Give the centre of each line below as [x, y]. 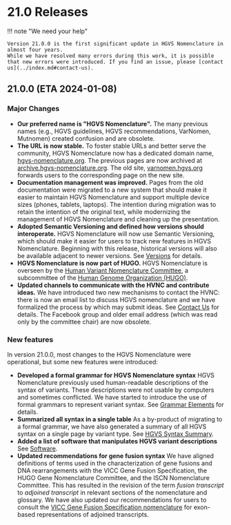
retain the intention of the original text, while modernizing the [104, 212]
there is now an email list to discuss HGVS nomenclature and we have [116, 299]
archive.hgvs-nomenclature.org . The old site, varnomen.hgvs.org [110, 168]
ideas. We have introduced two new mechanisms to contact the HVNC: [118, 292]
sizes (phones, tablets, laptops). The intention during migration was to [117, 204]
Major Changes [33, 109]
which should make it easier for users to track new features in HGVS [114, 241]
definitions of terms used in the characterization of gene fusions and [114, 463]
